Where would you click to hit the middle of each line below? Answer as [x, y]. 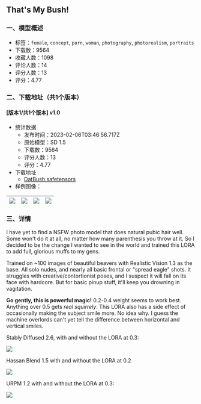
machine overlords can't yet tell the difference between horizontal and [93, 320]
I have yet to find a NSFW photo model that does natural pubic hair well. [95, 232]
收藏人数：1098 [34, 57]
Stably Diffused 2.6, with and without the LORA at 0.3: [73, 338]
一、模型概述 [25, 28]
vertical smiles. [25, 326]
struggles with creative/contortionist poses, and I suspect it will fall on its [96, 276]
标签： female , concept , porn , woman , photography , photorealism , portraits [104, 42]
